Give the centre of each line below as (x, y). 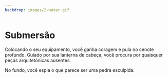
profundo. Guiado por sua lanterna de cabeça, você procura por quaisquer (84, 55)
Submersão (30, 35)
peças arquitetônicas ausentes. (38, 60)
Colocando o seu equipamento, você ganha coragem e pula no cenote (79, 49)
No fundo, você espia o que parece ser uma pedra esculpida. (70, 70)
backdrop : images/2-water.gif (37, 10)
